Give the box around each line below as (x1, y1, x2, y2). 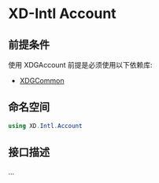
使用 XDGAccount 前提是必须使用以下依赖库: (8, 60, 153, 69)
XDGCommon (19, 76, 65, 85)
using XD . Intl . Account (8, 122, 83, 130)
